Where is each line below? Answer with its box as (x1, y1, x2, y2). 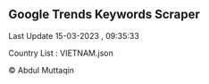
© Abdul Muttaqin (8, 65, 75, 75)
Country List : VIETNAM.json (8, 48, 113, 58)
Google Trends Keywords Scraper (8, 7, 200, 22)
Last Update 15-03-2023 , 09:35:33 (8, 30, 139, 41)
